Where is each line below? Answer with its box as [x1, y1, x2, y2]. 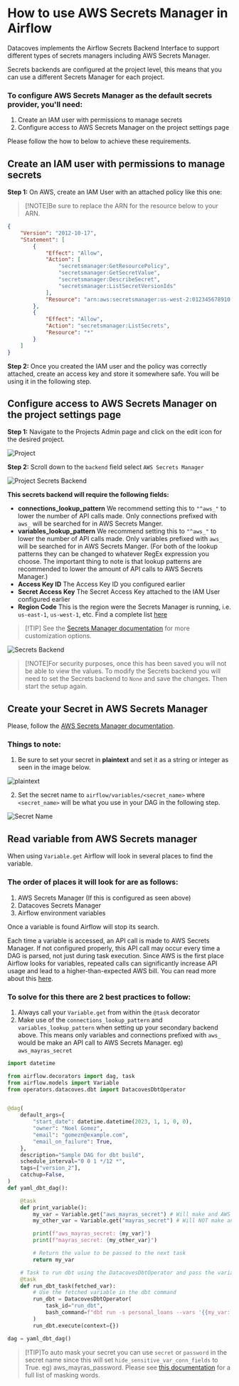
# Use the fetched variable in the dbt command [33, 1289, 176, 1296]
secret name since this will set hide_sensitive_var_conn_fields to [24, 1355, 218, 1364]
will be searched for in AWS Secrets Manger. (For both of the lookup [17, 542, 218, 550]
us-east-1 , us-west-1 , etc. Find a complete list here [17, 610, 168, 619]
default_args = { [20, 1112, 65, 1119]
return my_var [33, 1256, 75, 1263]
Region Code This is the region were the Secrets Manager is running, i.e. [17, 602, 231, 611]
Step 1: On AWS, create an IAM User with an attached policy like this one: [7, 188, 223, 197]
